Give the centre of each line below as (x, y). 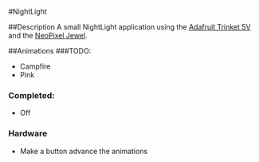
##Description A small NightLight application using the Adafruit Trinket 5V (129, 27)
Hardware (28, 133)
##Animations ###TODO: (50, 51)
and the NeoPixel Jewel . (48, 36)
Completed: (31, 95)
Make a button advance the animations (84, 151)
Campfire (35, 66)
